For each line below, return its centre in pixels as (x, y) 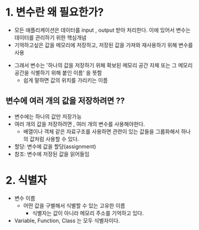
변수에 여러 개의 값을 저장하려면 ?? (65, 101)
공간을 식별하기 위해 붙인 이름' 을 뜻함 (58, 72)
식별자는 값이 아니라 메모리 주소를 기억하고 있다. (88, 213)
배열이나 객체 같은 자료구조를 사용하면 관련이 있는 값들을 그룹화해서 (101, 131)
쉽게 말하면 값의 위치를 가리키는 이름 (65, 80)
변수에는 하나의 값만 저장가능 (48, 116)
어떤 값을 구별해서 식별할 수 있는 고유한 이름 (74, 205)
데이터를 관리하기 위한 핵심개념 (50, 37)
